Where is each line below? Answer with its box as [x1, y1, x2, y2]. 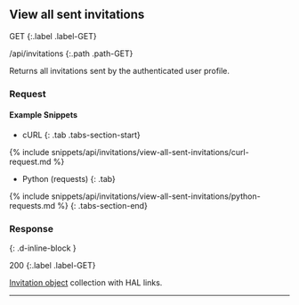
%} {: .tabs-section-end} [57, 200, 149, 210]
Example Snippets [9, 110, 78, 120]
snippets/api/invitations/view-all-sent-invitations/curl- [51, 146, 249, 157]
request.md [9, 156, 52, 167]
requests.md [9, 200, 56, 210]
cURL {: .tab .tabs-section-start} [21, 129, 141, 140]
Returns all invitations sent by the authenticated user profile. [9, 65, 230, 76]
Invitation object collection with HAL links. [9, 277, 163, 288]
